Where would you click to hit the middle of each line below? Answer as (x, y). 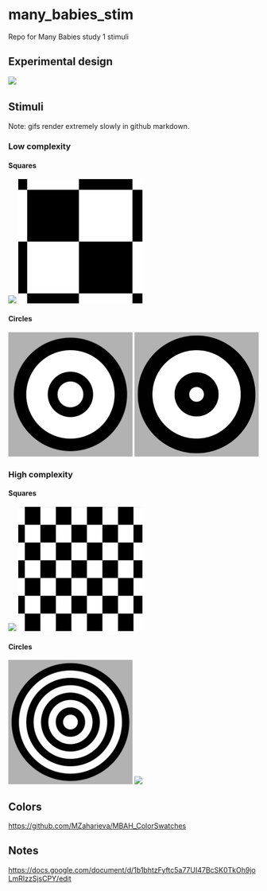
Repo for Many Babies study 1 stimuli (69, 37)
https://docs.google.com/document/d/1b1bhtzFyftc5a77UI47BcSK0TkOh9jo (132, 870)
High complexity (41, 474)
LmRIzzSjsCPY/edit (40, 878)
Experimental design (60, 62)
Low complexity (40, 146)
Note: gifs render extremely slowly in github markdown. (99, 126)
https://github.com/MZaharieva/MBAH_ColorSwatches (97, 826)
